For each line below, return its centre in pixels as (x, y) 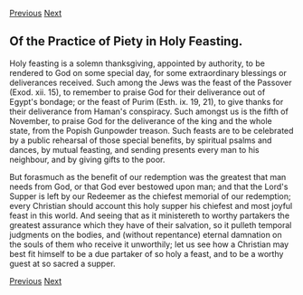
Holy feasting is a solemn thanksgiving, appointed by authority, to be (137, 63)
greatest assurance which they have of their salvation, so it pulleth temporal (151, 224)
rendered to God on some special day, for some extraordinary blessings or (148, 72)
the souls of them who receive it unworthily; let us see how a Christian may (149, 244)
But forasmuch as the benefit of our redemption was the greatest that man (148, 176)
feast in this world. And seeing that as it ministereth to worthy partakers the (150, 215)
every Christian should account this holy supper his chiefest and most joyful (151, 205)
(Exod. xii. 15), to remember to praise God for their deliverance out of (137, 92)
